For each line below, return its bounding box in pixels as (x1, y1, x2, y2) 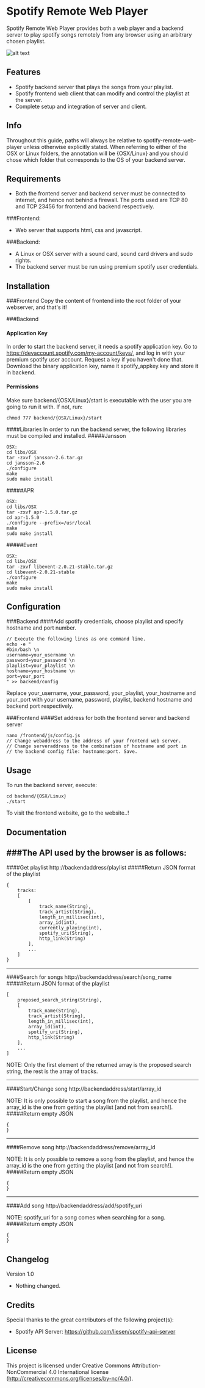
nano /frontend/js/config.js (6, 733, 81, 739)
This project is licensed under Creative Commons (6, 1362, 131, 1369)
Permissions (6, 383, 39, 390)
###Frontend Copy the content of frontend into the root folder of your (6, 297, 182, 305)
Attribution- (131, 1362, 161, 1369)
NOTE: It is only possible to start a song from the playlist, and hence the (6, 1097, 187, 1105)
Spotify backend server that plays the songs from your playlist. (15, 83, 174, 90)
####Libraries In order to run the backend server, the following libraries (6, 426, 187, 433)
